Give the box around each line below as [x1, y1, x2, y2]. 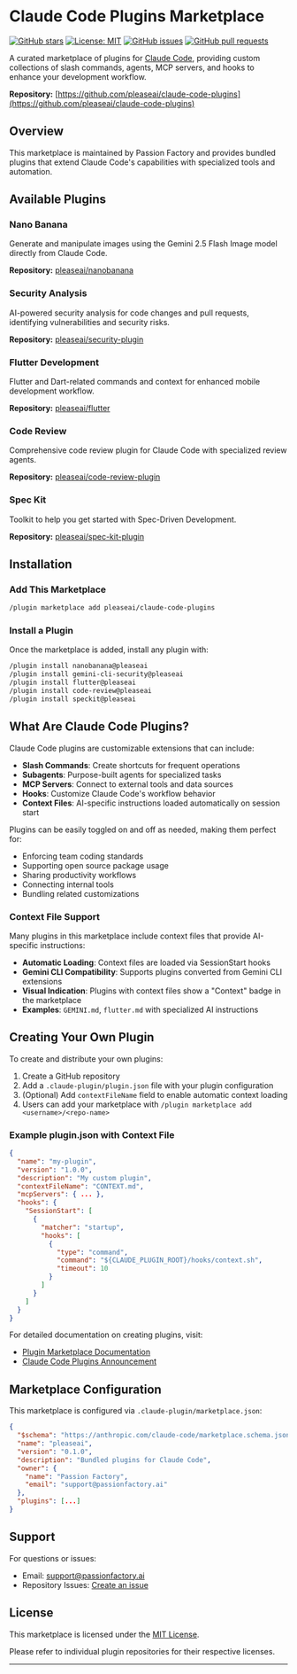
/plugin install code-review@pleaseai [9, 687, 152, 696]
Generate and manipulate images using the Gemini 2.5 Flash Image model [9, 238, 278, 249]
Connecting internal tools [21, 879, 115, 890]
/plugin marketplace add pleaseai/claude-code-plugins [9, 603, 216, 612]
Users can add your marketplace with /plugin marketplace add [21, 1099, 252, 1110]
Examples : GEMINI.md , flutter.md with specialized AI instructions [21, 1004, 259, 1015]
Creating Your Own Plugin [9, 1030, 155, 1045]
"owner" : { [17, 1464, 57, 1473]
